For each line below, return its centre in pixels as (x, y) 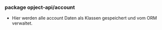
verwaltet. (22, 23)
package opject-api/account (40, 7)
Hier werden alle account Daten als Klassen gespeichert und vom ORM (84, 18)
